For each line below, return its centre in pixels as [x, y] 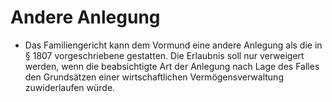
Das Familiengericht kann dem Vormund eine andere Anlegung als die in [173, 45]
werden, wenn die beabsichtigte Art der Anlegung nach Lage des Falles [172, 66]
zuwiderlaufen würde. [70, 87]
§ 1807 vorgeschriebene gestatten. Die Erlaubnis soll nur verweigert [164, 55]
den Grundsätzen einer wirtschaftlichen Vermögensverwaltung [154, 77]
